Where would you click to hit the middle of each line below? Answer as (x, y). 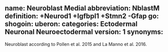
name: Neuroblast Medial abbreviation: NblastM (82, 8)
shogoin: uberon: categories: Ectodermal (71, 24)
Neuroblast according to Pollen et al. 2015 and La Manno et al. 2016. (76, 44)
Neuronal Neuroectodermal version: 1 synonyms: (84, 32)
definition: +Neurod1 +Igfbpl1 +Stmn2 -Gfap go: (82, 16)
